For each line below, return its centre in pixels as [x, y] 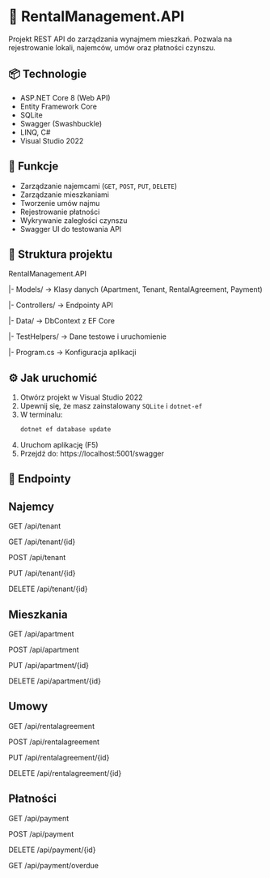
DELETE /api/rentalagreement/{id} [65, 773]
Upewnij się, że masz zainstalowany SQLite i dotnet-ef [111, 406]
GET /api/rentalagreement [52, 726]
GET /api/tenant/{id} [42, 542]
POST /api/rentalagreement [54, 742]
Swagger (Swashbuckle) [61, 123]
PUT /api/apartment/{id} [49, 666]
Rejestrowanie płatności [60, 212]
